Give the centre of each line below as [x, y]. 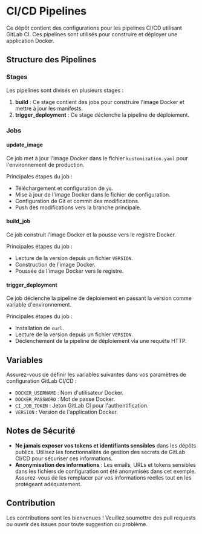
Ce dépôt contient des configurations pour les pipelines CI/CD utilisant [94, 28]
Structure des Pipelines [51, 60]
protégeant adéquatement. [48, 484]
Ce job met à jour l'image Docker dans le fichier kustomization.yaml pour [97, 158]
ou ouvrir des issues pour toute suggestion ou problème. [77, 524]
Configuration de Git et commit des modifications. [77, 201]
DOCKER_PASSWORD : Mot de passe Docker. [65, 399]
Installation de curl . [40, 328]
